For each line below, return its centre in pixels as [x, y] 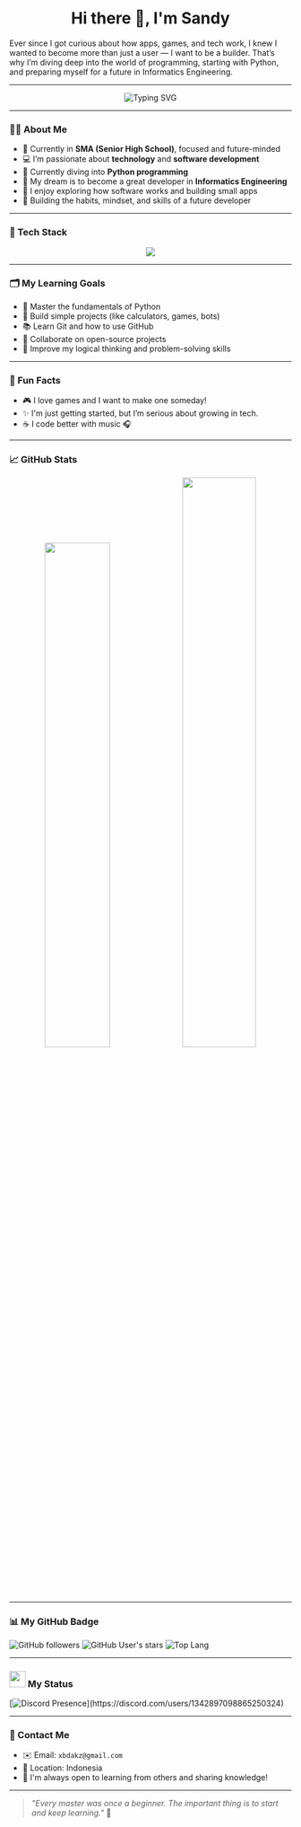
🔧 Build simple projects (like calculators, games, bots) [121, 316]
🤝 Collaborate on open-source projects [94, 339]
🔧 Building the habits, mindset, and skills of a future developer [137, 200]
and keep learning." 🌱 [71, 1813]
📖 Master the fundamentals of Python [91, 306]
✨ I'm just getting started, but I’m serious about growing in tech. [140, 413]
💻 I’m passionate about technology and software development [141, 159]
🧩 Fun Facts [35, 380]
